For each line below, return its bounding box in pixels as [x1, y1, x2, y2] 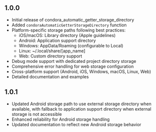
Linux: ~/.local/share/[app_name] [18, 48, 86, 54]
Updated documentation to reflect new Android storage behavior [11, 121, 141, 127]
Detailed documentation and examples [11, 74, 89, 79]
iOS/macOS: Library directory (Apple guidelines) [18, 32, 116, 38]
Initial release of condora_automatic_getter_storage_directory [11, 17, 135, 22]
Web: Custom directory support [18, 53, 82, 59]
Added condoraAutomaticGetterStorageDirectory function [11, 22, 127, 28]
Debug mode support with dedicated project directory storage [11, 58, 137, 64]
